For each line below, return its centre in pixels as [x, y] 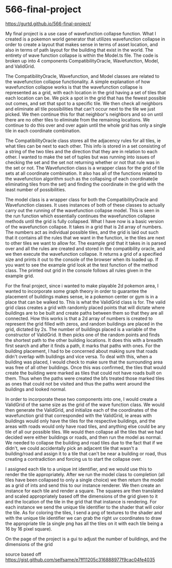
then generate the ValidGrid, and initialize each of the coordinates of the [81, 410]
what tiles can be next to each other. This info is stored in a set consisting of [86, 146]
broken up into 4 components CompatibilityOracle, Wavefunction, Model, [82, 60]
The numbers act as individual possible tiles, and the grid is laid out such [82, 232]
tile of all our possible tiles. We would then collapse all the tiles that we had [84, 432]
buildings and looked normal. [36, 389]
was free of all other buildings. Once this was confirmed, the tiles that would [86, 367]
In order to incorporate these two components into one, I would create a [81, 399]
